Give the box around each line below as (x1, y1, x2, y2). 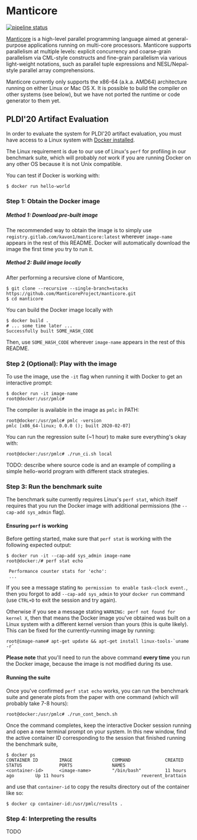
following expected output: (6, 541, 72, 549)
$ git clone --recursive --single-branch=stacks (6, 286, 128, 291)
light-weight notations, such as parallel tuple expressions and (6, 60, 156, 68)
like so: (6, 789, 24, 796)
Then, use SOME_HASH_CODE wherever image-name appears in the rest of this (6, 338, 185, 345)
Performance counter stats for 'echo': (8, 569, 108, 575)
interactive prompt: (6, 379, 53, 386)
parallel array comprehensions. (19, 66, 95, 73)
